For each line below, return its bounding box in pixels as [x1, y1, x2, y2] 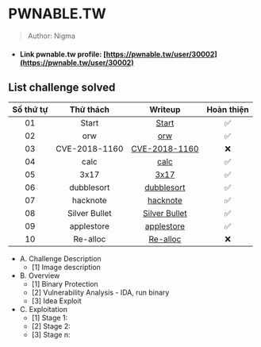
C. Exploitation [19, 305, 67, 314]
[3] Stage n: [31, 330, 71, 340]
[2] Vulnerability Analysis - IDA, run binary [31, 287, 170, 298]
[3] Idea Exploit [31, 296, 82, 306]
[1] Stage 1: [31, 313, 68, 322]
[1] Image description [31, 263, 102, 272]
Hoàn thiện [205, 104, 250, 115]
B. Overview [19, 271, 60, 280]
